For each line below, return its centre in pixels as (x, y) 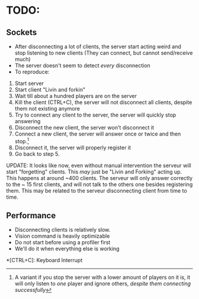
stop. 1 (22, 141)
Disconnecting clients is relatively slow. (62, 230)
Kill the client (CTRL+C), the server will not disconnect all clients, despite (103, 102)
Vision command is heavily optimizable (62, 236)
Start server (29, 83)
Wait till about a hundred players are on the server (76, 96)
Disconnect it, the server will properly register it (73, 147)
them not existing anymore (47, 108)
